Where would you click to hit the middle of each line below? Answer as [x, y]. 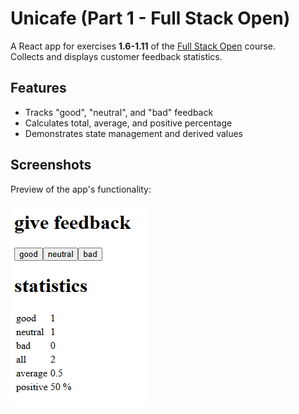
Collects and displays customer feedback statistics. [116, 56]
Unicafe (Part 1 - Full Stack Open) [150, 18]
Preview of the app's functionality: [81, 189]
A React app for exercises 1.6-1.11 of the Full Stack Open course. [143, 46]
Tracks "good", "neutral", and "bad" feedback [119, 112]
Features [38, 88]
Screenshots [51, 165]
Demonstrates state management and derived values [134, 133]
